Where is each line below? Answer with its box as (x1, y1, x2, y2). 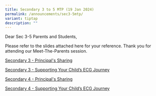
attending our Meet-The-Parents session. (5, 48, 88, 54)
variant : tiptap (5, 16, 38, 21)
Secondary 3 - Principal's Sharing (5, 57, 73, 63)
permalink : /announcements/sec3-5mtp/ (5, 12, 83, 16)
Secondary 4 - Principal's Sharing (5, 76, 73, 82)
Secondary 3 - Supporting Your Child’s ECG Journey (5, 67, 110, 73)
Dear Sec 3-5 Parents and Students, (5, 34, 78, 40)
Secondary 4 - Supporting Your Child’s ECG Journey (5, 85, 110, 92)
